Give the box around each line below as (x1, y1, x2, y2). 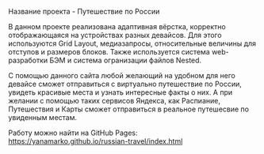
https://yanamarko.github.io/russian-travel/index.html (8, 137, 183, 145)
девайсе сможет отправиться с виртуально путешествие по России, (8, 79, 242, 88)
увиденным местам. (8, 113, 78, 122)
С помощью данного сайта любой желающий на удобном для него (8, 71, 235, 80)
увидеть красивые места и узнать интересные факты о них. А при (8, 88, 233, 97)
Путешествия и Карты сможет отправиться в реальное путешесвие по (8, 104, 250, 114)
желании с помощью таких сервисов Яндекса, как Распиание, (8, 96, 220, 105)
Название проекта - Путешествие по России (8, 7, 160, 16)
